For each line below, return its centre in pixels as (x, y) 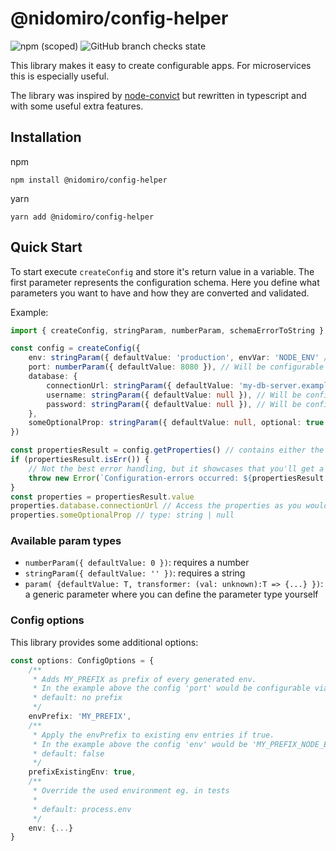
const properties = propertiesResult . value (102, 497)
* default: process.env (82, 809)
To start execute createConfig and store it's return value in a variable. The (162, 271)
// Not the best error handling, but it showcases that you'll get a (176, 468)
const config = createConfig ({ (75, 348)
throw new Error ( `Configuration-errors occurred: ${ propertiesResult (176, 478)
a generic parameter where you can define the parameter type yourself (171, 594)
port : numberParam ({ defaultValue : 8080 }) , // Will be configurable (176, 367)
